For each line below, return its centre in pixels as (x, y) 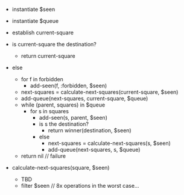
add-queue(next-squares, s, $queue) (94, 150)
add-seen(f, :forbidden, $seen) (68, 85)
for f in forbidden (42, 79)
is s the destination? (64, 124)
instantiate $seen (33, 9)
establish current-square (43, 32)
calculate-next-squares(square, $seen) (61, 168)
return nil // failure (43, 156)
